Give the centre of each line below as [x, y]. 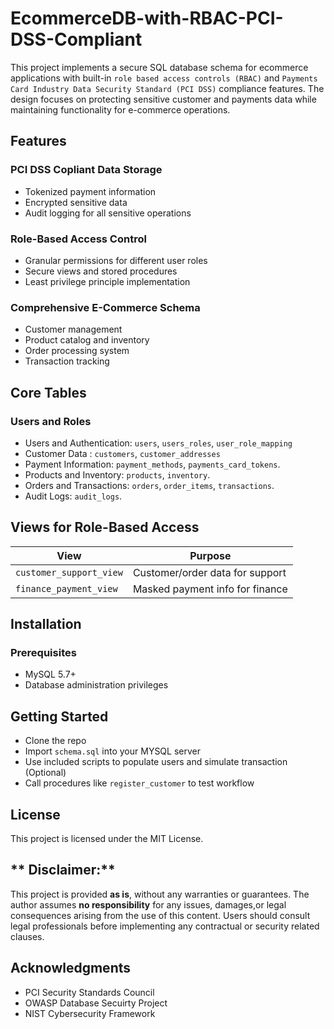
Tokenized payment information [90, 191]
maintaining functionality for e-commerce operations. [120, 109]
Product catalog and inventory [87, 340]
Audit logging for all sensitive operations [108, 213]
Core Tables [48, 392]
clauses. [27, 936]
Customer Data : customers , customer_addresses [122, 453]
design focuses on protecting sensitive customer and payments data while [163, 99]
